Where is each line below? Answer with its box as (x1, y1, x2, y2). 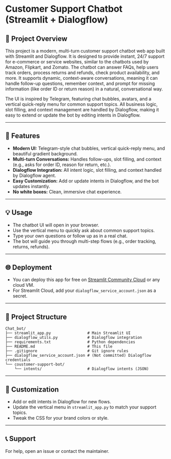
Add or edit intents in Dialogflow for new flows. (12, 399, 111, 405)
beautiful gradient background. (12, 150, 78, 156)
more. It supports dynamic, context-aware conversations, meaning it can (5, 75, 158, 81)
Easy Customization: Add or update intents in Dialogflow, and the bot (12, 177, 159, 184)
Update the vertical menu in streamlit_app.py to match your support (12, 404, 157, 410)
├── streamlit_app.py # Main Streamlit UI (5, 331, 131, 336)
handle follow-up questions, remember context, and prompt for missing (5, 80, 155, 86)
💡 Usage (5, 208, 33, 217)
